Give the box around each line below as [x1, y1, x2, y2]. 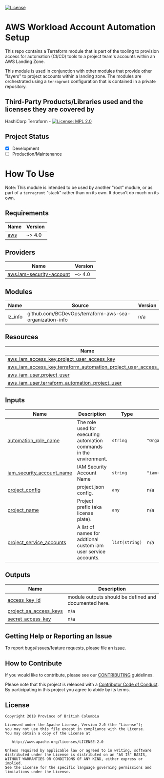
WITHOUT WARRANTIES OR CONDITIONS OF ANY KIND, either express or [5, 757, 143, 761]
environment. [77, 455, 107, 462]
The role [77, 419, 96, 426]
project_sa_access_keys [7, 608, 63, 614]
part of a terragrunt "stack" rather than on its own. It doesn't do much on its [5, 189, 159, 195]
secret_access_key [7, 615, 51, 622]
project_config [7, 486, 41, 493]
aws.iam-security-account [7, 271, 70, 278]
